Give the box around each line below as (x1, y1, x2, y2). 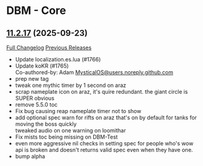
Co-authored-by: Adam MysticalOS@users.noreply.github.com (15, 69, 174, 76)
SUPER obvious (15, 95, 55, 102)
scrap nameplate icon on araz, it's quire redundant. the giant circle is (15, 88, 188, 95)
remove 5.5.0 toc (15, 101, 58, 108)
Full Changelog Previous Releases (6, 44, 92, 51)
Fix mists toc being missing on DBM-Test (15, 133, 118, 140)
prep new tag (15, 75, 49, 82)
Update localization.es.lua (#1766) (15, 56, 101, 63)
